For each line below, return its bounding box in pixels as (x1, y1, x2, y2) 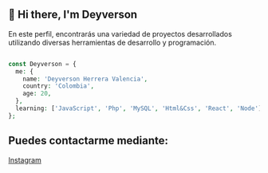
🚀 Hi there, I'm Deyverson (8, 8, 138, 22)
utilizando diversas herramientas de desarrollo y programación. (8, 37, 217, 47)
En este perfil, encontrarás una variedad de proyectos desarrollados (8, 29, 233, 38)
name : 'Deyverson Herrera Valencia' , (22, 75, 148, 83)
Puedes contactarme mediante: (8, 134, 169, 147)
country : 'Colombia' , (22, 82, 94, 90)
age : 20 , (22, 89, 52, 98)
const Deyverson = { (8, 60, 77, 68)
